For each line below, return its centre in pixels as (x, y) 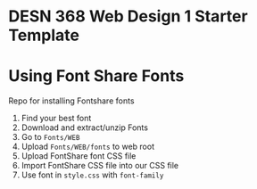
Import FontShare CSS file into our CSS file (100, 166)
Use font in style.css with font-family (92, 175)
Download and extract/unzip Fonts (85, 127)
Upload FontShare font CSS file (79, 156)
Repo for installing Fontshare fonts (71, 101)
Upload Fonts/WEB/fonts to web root (88, 147)
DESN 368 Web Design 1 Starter (128, 16)
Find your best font (56, 119)
